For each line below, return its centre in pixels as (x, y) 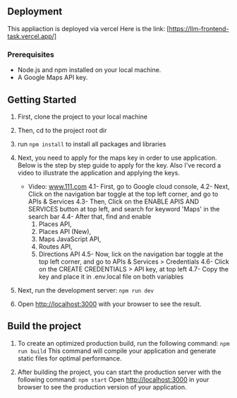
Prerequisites (31, 54)
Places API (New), (65, 231)
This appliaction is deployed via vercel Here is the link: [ (88, 28)
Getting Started (42, 99)
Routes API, (55, 246)
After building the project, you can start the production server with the (119, 372)
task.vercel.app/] (32, 36)
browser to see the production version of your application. (102, 387)
